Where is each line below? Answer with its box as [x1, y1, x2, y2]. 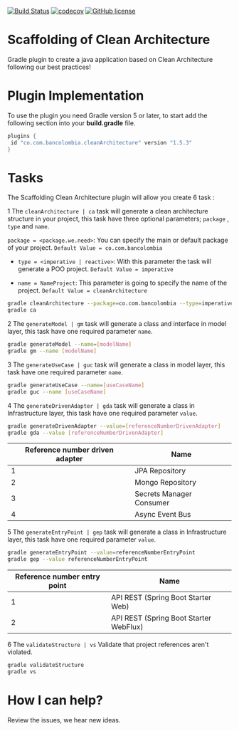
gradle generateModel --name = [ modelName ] [7, 341, 132, 348]
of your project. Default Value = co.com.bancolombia [7, 243, 163, 252]
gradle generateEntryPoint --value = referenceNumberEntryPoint [7, 549, 196, 557]
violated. [7, 648, 33, 656]
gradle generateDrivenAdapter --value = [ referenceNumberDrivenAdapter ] [7, 422, 221, 430]
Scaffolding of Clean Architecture [7, 32, 211, 48]
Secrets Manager [134, 489, 192, 499]
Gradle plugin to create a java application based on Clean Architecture [7, 55, 213, 63]
